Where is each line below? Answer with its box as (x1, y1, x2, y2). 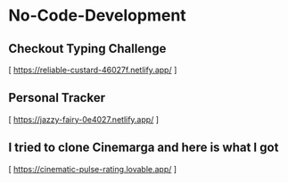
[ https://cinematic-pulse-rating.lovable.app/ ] (8, 163, 177, 174)
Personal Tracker (8, 90, 106, 105)
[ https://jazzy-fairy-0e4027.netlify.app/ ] (8, 113, 160, 125)
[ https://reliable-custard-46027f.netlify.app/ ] (8, 64, 177, 75)
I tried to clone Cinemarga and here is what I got (8, 140, 279, 155)
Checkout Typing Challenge (8, 41, 167, 56)
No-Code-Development (8, 5, 186, 26)
